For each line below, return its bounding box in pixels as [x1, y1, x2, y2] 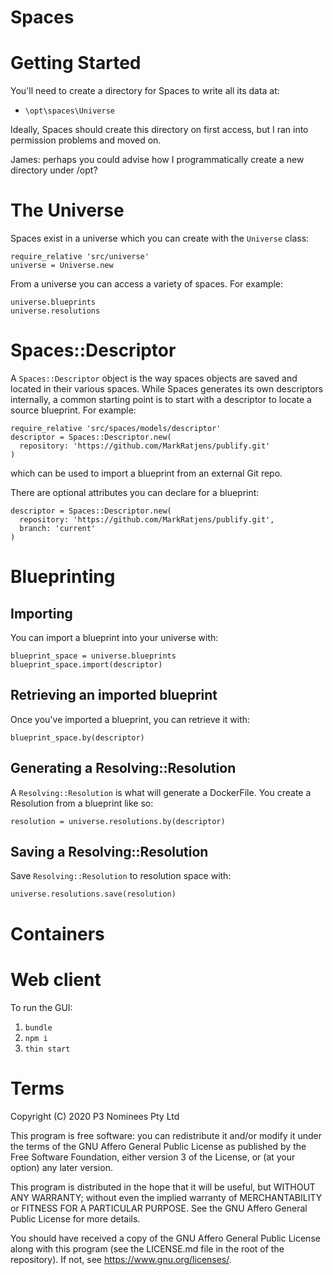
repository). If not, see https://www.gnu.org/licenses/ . [10, 1253, 232, 1265]
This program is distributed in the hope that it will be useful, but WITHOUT [10, 1181, 316, 1193]
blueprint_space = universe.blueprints [10, 651, 177, 661]
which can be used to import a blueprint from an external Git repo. [10, 467, 283, 479]
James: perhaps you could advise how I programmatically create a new [10, 154, 305, 166]
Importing [10, 605, 73, 622]
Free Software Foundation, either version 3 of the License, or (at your [10, 1151, 296, 1163]
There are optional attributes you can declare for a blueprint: [10, 487, 260, 498]
